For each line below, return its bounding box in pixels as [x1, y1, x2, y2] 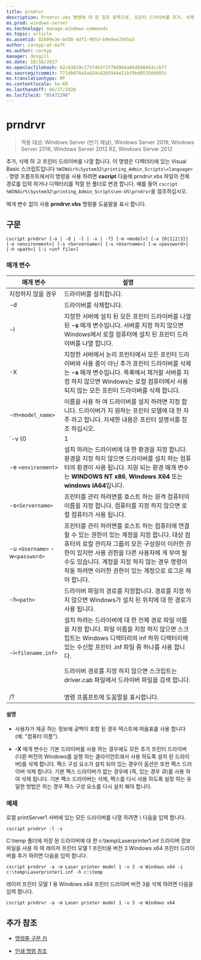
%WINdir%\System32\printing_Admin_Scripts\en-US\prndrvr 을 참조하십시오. [6, 187, 188, 195]
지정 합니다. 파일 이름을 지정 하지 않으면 [71, 625, 176, 633]
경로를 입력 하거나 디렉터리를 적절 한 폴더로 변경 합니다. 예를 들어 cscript [6, 180, 178, 187]
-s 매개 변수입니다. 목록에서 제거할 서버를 [71, 368, 182, 376]
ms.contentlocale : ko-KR [6, 81, 68, 87]
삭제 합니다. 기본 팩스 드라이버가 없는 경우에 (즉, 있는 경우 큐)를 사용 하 [26, 768, 191, 775]
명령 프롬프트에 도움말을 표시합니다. [63, 692, 159, 701]
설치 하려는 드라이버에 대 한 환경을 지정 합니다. [63, 445, 187, 454]
